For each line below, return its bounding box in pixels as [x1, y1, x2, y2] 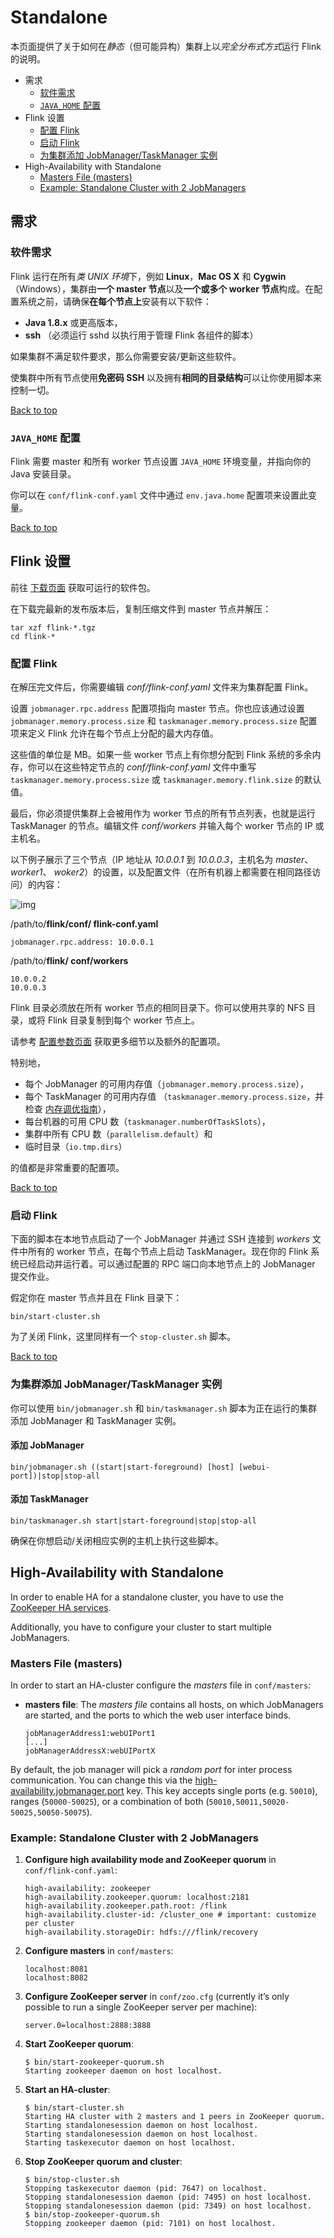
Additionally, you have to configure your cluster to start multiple [10, 1621, 272, 1633]
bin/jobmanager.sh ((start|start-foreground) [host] [10, 1462, 235, 1472]
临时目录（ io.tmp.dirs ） [24, 1141, 128, 1153]
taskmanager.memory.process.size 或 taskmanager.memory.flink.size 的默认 [10, 774, 322, 786]
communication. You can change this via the [10, 1774, 193, 1786]
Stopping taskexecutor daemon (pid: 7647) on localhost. [24, 2184, 268, 2194]
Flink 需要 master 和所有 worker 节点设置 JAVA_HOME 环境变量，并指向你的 [10, 455, 312, 467]
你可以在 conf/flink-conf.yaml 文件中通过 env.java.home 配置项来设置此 [10, 489, 309, 501]
